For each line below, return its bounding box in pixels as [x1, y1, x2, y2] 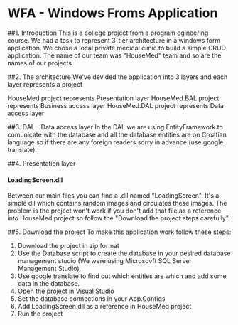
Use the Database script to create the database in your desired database [17, 249, 231, 257]
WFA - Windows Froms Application [7, 5, 218, 21]
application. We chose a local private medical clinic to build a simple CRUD [7, 43, 226, 52]
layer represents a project [7, 80, 83, 88]
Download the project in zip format [17, 242, 119, 250]
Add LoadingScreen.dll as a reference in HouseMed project [17, 302, 192, 311]
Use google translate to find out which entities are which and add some [17, 272, 227, 280]
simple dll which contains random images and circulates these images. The [7, 199, 227, 208]
